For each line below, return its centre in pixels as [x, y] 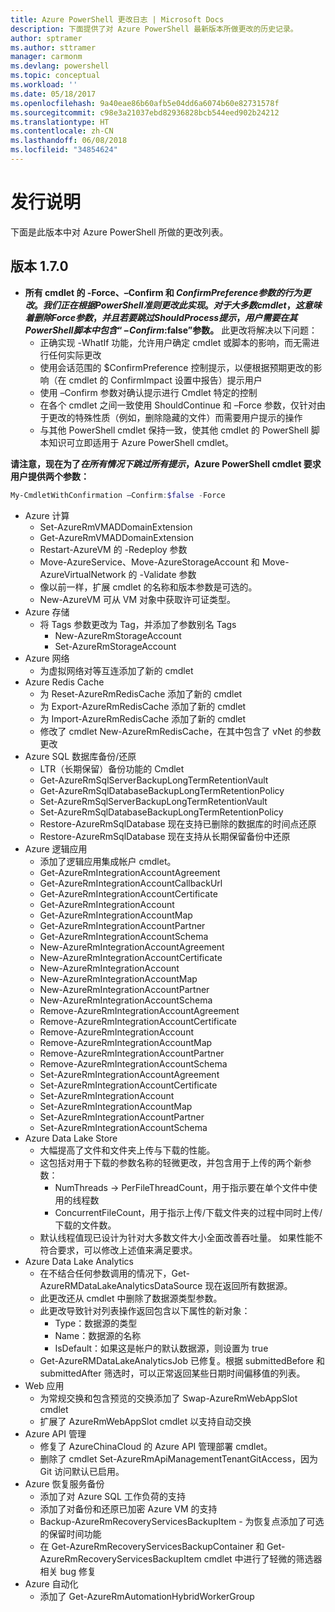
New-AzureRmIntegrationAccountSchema [126, 1000]
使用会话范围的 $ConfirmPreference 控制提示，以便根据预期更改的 [176, 367]
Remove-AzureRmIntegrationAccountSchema [133, 1063]
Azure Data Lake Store [71, 1138]
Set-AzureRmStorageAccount [115, 646]
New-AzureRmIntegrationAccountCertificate [131, 957]
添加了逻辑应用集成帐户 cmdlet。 [108, 861]
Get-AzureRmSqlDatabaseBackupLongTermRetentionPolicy [162, 790]
